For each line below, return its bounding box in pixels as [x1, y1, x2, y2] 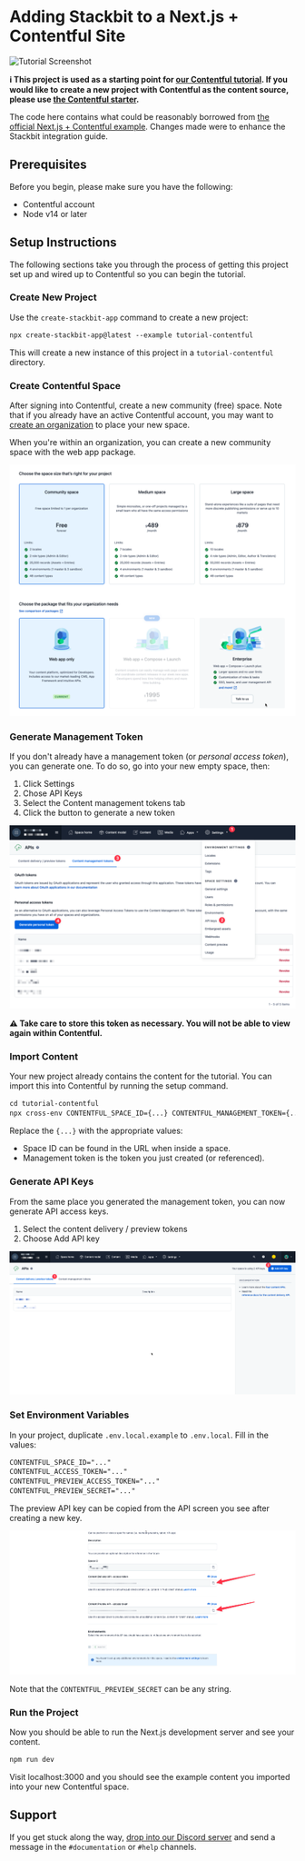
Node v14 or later [22, 208, 88, 219]
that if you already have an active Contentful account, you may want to [9, 410, 274, 421]
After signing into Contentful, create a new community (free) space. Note [9, 400, 283, 411]
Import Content [9, 1050, 79, 1063]
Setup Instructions [9, 234, 117, 251]
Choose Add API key [22, 1233, 100, 1244]
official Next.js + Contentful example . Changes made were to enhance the [9, 121, 286, 132]
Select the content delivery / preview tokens [22, 1223, 188, 1234]
